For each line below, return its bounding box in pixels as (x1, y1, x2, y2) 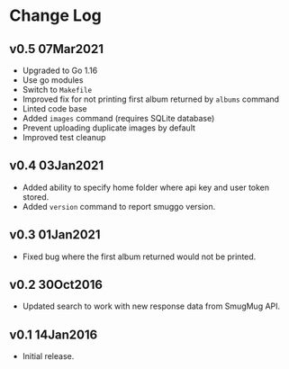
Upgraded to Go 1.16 (22, 65, 98, 76)
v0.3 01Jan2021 (9, 227, 101, 243)
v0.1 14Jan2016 (9, 327, 98, 342)
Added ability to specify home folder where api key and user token (22, 182, 270, 193)
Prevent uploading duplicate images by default (22, 122, 196, 133)
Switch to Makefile (22, 85, 93, 94)
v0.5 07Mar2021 (9, 41, 104, 57)
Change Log (9, 5, 102, 26)
